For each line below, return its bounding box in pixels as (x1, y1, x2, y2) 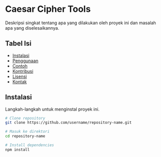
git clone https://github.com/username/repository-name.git (5, 120, 132, 125)
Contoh (12, 63, 28, 69)
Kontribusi (12, 68, 34, 74)
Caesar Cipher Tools (5, 3, 91, 15)
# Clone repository (5, 116, 46, 120)
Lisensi (12, 73, 27, 79)
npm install (5, 147, 30, 152)
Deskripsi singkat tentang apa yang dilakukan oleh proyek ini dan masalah (5, 20, 156, 26)
